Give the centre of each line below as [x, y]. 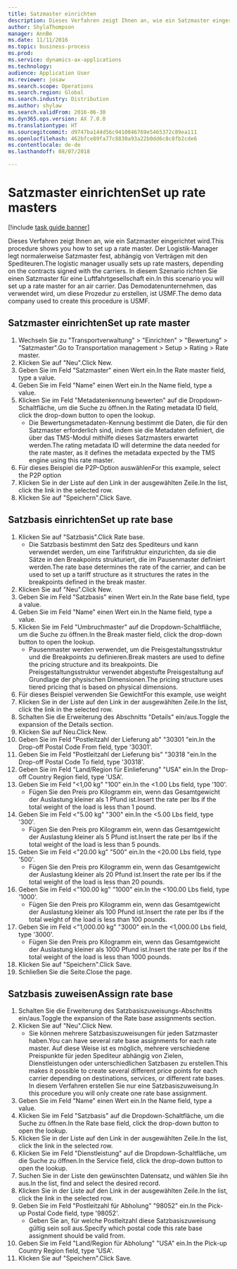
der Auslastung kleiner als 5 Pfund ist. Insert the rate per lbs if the [123, 836]
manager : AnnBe [30, 34]
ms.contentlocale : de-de [44, 145]
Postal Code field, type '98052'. [73, 1213]
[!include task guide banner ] [49, 227]
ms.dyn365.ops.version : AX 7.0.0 [57, 119]
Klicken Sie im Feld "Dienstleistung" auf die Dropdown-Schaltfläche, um [122, 1153]
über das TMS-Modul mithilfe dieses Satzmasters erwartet [114, 438]
